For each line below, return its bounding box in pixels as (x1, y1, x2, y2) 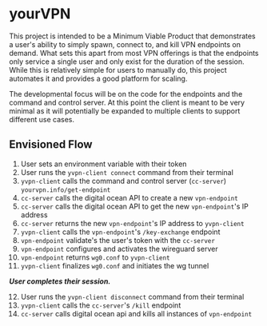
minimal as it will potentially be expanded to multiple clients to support (9, 105, 241, 116)
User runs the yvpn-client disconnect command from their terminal (20, 292, 245, 301)
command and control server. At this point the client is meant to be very (9, 97, 245, 107)
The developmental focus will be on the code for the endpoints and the (9, 89, 243, 98)
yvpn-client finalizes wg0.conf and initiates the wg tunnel (20, 260, 209, 270)
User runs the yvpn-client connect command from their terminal (20, 167, 234, 177)
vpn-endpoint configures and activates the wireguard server (20, 244, 218, 253)
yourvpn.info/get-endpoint (20, 185, 111, 194)
